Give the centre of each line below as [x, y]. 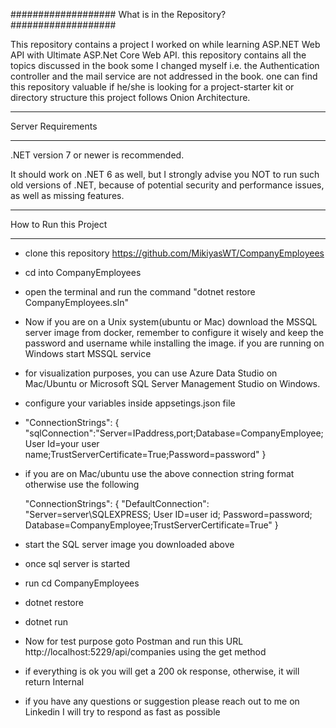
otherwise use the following [82, 484]
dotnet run [46, 622]
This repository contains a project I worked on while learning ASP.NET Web [165, 44]
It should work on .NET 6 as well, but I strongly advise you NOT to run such [165, 174]
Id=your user [73, 443]
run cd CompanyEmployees [82, 583]
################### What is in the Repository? [118, 14]
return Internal [54, 682]
